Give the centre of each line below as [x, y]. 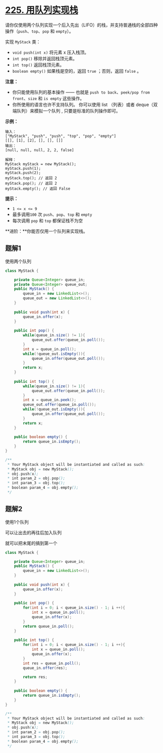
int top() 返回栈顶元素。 [38, 65]
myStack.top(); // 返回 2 [31, 178]
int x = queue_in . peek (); [50, 400]
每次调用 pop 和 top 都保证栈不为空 [48, 220]
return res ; [35, 677]
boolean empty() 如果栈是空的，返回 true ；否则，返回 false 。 [77, 71]
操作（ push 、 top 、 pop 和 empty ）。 [39, 31]
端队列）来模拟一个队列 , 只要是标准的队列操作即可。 [66, 110]
